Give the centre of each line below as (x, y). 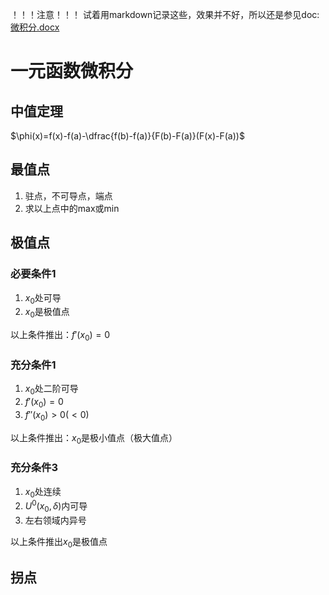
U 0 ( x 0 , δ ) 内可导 (56, 506)
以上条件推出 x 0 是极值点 (59, 542)
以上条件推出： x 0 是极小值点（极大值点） (94, 438)
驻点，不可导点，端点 (68, 195)
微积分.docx (35, 27)
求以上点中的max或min (72, 208)
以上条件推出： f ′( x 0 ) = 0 (60, 336)
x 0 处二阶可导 (51, 390)
